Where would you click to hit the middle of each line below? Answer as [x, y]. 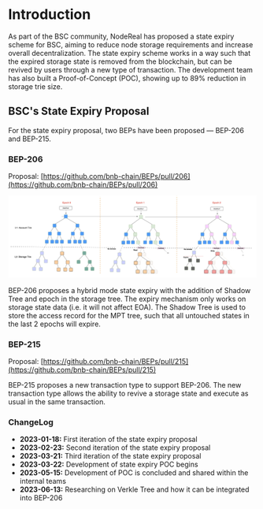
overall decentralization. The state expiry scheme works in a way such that [129, 53]
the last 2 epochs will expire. [54, 324]
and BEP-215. [30, 139]
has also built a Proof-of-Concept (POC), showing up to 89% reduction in [127, 78]
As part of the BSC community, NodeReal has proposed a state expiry [121, 36]
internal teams [43, 481]
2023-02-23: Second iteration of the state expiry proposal [115, 448]
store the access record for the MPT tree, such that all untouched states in [129, 315]
